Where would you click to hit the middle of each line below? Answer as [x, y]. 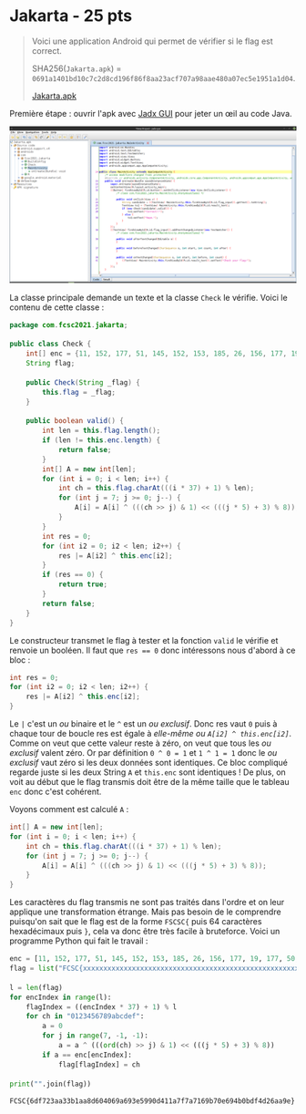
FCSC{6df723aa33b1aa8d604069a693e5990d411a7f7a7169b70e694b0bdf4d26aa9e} [153, 1101]
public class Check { [51, 344]
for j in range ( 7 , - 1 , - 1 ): [95, 1036]
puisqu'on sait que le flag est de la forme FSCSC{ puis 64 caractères [136, 922]
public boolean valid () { [75, 421]
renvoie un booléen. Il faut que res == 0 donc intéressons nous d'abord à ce [153, 650]
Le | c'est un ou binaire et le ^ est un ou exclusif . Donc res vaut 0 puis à [143, 724]
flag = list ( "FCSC [44, 969]
